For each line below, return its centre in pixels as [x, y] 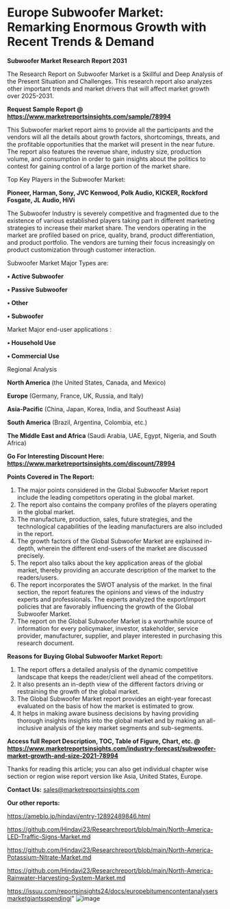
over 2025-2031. [31, 96]
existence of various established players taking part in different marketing [111, 220]
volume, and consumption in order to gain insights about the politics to [106, 158]
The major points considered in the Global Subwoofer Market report [113, 490]
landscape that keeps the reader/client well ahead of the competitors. [115, 677]
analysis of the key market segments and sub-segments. [124, 727]
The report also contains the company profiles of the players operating [117, 505]
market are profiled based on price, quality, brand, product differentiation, [111, 235]
